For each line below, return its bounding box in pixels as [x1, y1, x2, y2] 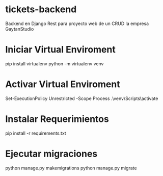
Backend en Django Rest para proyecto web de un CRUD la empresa [5, 20, 149, 27]
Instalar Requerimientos [5, 113, 110, 124]
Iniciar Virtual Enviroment [5, 44, 116, 56]
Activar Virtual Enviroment [5, 79, 121, 90]
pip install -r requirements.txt [5, 130, 66, 136]
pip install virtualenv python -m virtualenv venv [5, 60, 104, 67]
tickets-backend [5, 4, 77, 15]
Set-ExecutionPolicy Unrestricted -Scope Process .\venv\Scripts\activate [5, 95, 158, 102]
